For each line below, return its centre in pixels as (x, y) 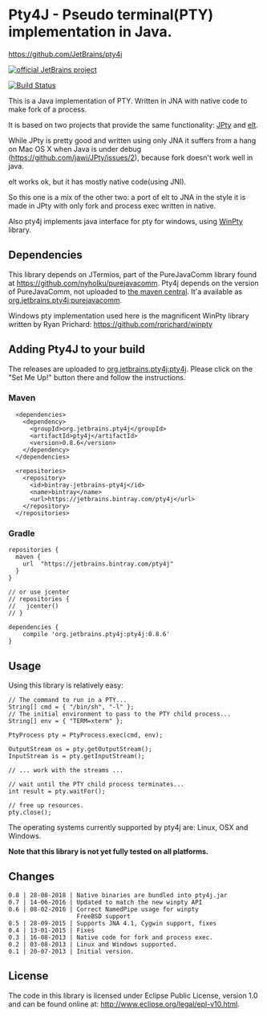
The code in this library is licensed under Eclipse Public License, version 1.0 (133, 995)
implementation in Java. (90, 32)
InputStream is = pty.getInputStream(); (77, 756)
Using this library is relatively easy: (66, 685)
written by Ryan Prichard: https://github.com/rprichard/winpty (111, 324)
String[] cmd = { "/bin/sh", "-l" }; (71, 707)
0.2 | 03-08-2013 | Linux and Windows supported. (93, 944)
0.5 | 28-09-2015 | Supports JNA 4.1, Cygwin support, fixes (113, 923)
